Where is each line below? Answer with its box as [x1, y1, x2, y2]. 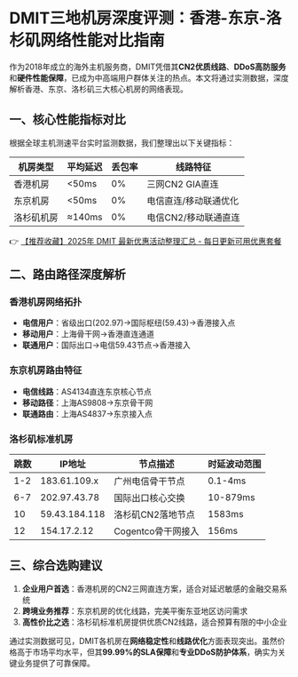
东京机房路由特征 [9, 364, 82, 377]
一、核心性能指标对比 [9, 112, 126, 127]
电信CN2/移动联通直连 [146, 211, 240, 223]
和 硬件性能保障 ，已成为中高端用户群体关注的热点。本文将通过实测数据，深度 [9, 72, 289, 83]
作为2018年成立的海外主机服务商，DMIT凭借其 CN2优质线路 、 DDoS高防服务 [9, 61, 286, 72]
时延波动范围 [208, 458, 262, 471]
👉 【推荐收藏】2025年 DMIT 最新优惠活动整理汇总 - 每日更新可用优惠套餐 [9, 235, 282, 246]
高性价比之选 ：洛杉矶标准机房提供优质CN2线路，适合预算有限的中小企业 [21, 617, 288, 627]
